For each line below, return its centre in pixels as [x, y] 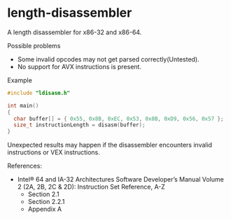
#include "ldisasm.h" [39, 93]
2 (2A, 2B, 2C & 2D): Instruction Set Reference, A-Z [91, 187]
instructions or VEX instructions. [54, 152]
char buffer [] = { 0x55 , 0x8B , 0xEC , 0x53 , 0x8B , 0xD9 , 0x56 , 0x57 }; [119, 119]
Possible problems [34, 45]
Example [20, 80]
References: [24, 166]
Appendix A [45, 209]
